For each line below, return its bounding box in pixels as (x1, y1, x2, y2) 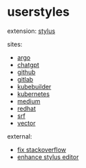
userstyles (7, 4, 70, 20)
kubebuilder (17, 82, 52, 91)
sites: (7, 40, 23, 48)
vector (17, 119, 36, 127)
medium (17, 97, 41, 105)
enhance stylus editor (17, 152, 79, 161)
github (17, 68, 36, 76)
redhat (17, 104, 36, 112)
